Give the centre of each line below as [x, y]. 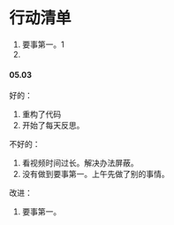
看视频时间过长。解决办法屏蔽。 [80, 163]
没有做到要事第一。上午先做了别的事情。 [95, 175]
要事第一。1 [43, 44]
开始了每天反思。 [53, 126]
